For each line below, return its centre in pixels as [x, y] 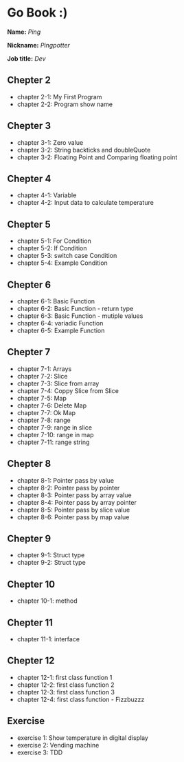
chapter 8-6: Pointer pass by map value [73, 517]
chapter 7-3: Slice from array [58, 383]
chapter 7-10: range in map [55, 434]
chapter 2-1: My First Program [59, 97]
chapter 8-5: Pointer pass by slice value [73, 510]
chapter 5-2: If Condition [52, 248]
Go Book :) [37, 13]
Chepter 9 [29, 539]
